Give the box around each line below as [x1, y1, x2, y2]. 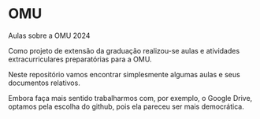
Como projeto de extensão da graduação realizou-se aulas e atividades [8, 46, 240, 55]
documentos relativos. [8, 78, 80, 87]
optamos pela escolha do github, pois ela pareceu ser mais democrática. [8, 102, 244, 111]
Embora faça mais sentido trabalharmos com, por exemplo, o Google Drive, [8, 93, 253, 102]
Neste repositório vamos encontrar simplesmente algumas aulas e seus [8, 69, 240, 79]
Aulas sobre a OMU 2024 [8, 31, 91, 40]
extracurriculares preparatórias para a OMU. [8, 54, 152, 64]
